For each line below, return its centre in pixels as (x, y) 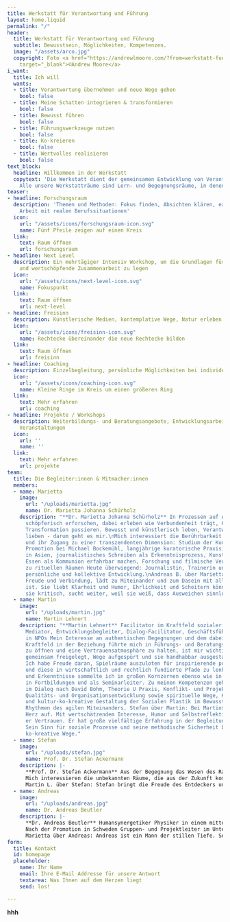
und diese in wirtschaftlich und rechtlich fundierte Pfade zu (117, 670)
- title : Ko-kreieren (44, 141)
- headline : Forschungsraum (47, 198)
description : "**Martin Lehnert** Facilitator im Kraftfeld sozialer (121, 625)
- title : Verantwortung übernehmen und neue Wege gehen (94, 90)
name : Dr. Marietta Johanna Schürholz (80, 511)
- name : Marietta (38, 492)
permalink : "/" (29, 26)
